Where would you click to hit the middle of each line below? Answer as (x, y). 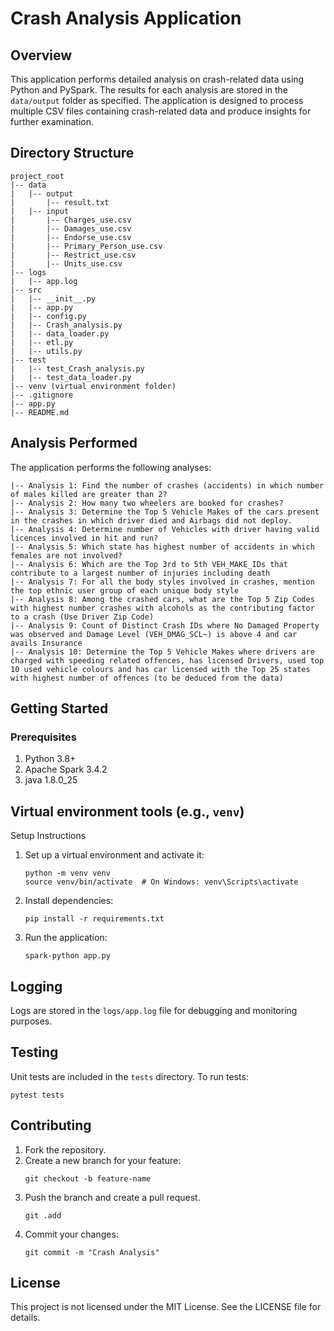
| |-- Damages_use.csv (71, 228)
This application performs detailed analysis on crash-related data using (157, 79)
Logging (36, 986)
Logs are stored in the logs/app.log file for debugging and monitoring (154, 1010)
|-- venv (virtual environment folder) (93, 386)
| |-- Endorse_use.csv (71, 237)
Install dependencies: (69, 901)
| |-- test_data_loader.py (71, 377)
